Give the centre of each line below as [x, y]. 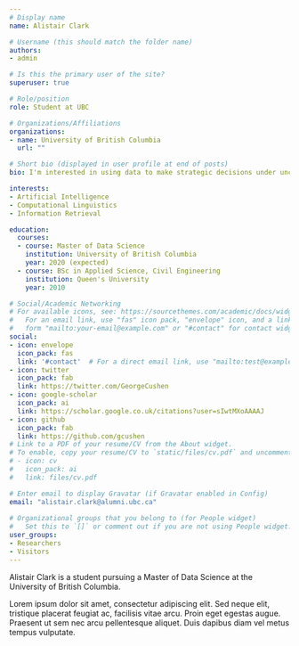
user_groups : [33, 536]
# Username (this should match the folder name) [101, 42]
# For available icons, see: [63, 312]
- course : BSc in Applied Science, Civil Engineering [119, 271]
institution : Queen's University [87, 279]
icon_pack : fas [45, 353]
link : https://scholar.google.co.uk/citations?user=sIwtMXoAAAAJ [141, 411]
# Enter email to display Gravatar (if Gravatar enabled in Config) [139, 494]
